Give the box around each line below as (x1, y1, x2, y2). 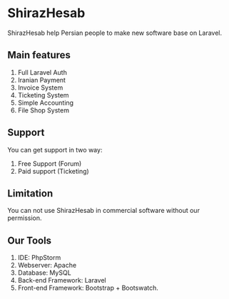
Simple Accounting (17, 98, 73, 107)
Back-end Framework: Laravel (17, 276, 106, 285)
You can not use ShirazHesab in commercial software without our (7, 206, 200, 215)
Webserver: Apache (17, 261, 77, 270)
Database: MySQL (17, 268, 71, 277)
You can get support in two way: (7, 145, 103, 154)
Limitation (7, 187, 54, 199)
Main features (7, 49, 71, 61)
